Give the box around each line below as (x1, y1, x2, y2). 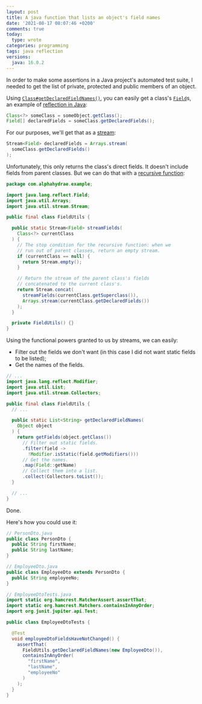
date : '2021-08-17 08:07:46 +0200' (6, 20, 96, 26)
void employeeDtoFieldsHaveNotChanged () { (11, 636, 120, 642)
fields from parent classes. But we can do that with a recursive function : (6, 169, 185, 176)
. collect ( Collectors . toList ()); (22, 473, 104, 480)
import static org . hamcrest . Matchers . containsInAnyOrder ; (6, 603, 155, 609)
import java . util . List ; (6, 384, 66, 390)
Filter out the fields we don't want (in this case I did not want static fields (14, 349, 196, 356)
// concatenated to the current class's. (17, 281, 122, 288)
